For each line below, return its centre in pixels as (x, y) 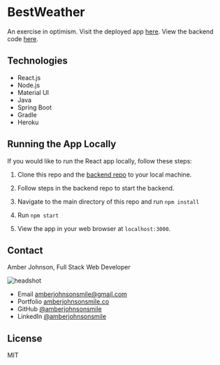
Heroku (28, 122)
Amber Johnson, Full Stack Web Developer (69, 267)
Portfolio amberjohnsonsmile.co (63, 301)
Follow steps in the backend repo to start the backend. (96, 188)
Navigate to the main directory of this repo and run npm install (108, 201)
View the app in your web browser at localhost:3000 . (94, 228)
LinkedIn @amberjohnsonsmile (62, 316)
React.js (29, 77)
